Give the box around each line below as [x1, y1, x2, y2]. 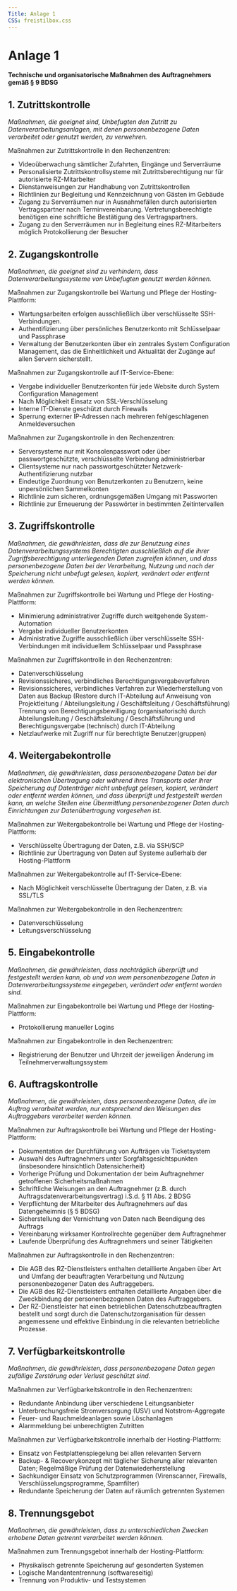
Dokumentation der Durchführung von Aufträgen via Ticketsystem [18, 1147, 211, 1156]
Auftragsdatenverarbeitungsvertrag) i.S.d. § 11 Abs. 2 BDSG [18, 1192, 191, 1200]
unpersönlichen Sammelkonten [18, 485, 109, 493]
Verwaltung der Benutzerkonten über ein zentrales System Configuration [18, 340, 230, 348]
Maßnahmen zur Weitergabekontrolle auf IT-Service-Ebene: [8, 870, 182, 878]
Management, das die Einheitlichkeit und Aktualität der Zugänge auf [18, 348, 216, 356]
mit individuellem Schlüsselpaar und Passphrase [61, 641, 202, 650]
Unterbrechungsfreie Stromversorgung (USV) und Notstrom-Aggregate [18, 1406, 225, 1415]
